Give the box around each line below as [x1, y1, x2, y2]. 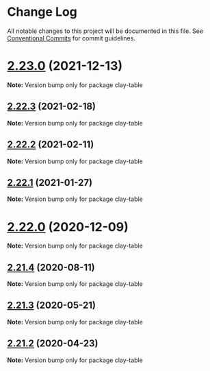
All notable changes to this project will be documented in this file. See [7, 27, 204, 35]
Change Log [7, 4, 77, 20]
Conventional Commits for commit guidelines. [7, 34, 135, 42]
